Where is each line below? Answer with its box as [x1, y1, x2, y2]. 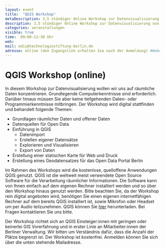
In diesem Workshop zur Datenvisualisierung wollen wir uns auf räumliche [5, 85, 155, 91]
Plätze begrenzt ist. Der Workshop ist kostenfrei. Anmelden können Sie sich [5, 234, 158, 240]
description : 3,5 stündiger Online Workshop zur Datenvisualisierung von [5, 21, 160, 26]
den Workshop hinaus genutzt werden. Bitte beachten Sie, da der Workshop [5, 188, 159, 194]
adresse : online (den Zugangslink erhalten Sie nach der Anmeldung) [5, 48, 148, 53]
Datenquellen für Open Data [12, 121, 69, 127]
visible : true [5, 30, 34, 35]
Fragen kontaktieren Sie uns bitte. [5, 209, 74, 215]
